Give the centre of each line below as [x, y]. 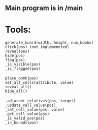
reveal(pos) [17, 52]
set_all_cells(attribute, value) [39, 83]
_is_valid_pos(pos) [25, 119]
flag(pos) [15, 60]
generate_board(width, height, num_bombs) [49, 43]
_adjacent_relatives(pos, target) [41, 101]
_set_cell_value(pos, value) [35, 110]
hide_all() [16, 91]
